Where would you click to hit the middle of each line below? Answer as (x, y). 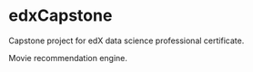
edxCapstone (61, 16)
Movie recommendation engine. (68, 58)
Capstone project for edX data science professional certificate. (126, 40)
